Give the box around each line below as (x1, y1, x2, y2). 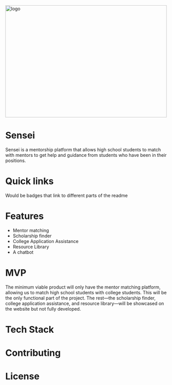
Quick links (5, 175, 54, 187)
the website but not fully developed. (5, 306, 81, 312)
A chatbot (12, 249, 34, 255)
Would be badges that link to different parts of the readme (5, 192, 128, 198)
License (5, 371, 40, 382)
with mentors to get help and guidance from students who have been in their (5, 152, 167, 158)
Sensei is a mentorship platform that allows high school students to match (5, 146, 161, 153)
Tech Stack (5, 323, 54, 335)
